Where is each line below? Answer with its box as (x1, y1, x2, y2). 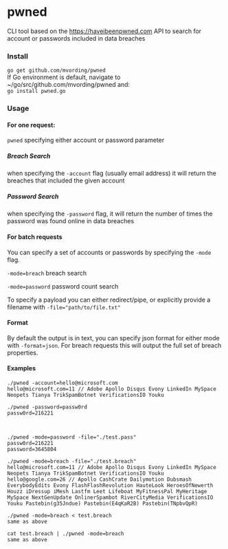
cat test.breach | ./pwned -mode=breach (7, 530, 125, 537)
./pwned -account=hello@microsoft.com (7, 380, 118, 386)
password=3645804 (7, 446, 57, 453)
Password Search (7, 192, 59, 200)
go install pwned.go (7, 87, 67, 95)
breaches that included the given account (7, 176, 125, 185)
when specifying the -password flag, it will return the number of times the (7, 209, 213, 218)
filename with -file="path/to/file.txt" (7, 302, 122, 311)
